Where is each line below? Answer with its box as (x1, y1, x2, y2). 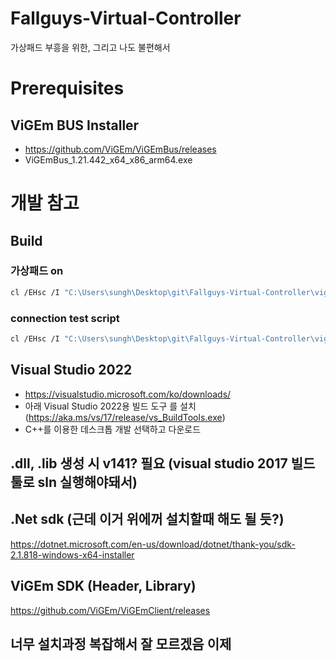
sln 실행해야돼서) (37, 474, 138, 491)
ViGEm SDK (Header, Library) (10, 578, 197, 595)
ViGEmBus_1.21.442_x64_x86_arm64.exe (24, 153, 193, 166)
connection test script (10, 311, 120, 325)
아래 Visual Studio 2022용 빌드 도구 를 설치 (24, 400, 197, 412)
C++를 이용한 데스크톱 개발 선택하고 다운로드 (24, 423, 202, 435)
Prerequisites (10, 77, 125, 100)
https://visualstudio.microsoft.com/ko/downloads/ (24, 388, 232, 400)
